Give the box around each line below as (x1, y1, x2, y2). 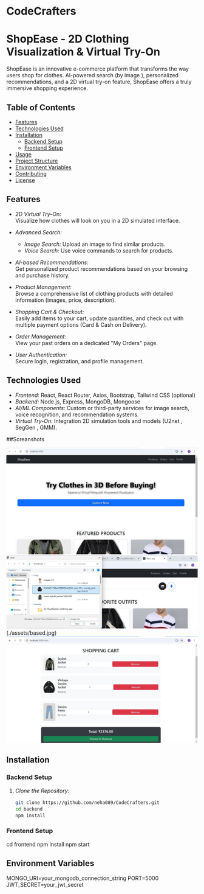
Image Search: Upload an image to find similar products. (24, 240, 166, 248)
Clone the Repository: (15, 787, 70, 794)
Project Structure (15, 157, 58, 164)
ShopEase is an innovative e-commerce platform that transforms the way (6, 65, 189, 72)
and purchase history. (15, 271, 70, 279)
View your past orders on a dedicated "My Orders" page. (15, 339, 158, 346)
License (15, 176, 35, 184)
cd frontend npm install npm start (6, 840, 90, 848)
